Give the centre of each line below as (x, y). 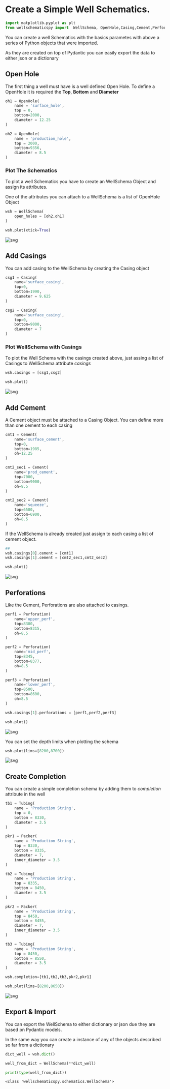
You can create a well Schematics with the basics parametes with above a (82, 37)
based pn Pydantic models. (34, 1029)
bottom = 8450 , (30, 888)
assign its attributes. (26, 187)
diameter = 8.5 (30, 153)
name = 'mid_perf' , (33, 652)
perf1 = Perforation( (28, 614)
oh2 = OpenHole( (22, 134)
